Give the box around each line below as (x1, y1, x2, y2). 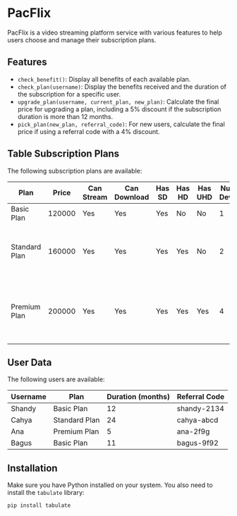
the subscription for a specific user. (17, 90, 121, 98)
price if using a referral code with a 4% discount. (17, 127, 160, 135)
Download (114, 192, 150, 202)
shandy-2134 (176, 404, 224, 414)
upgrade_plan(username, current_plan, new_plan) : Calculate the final (17, 97, 219, 106)
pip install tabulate (7, 502, 71, 509)
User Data (7, 356, 52, 368)
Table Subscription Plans (7, 148, 120, 160)
